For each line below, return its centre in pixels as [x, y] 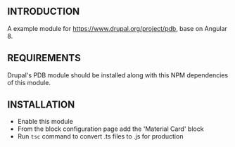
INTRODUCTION [44, 12]
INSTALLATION [41, 105]
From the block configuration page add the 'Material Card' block [110, 129]
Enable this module [45, 122]
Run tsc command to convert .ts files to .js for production [100, 136]
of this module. [29, 82]
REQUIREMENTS [44, 58]
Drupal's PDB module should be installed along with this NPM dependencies [118, 75]
